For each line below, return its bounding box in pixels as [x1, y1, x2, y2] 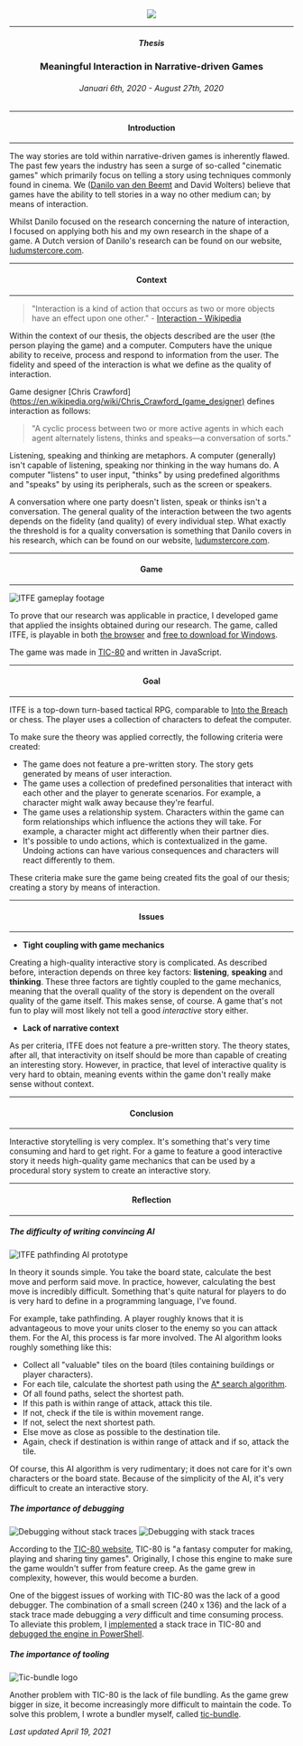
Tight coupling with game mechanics [22, 939, 165, 950]
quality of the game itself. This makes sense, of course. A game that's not [9, 996, 283, 1006]
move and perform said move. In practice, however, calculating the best [9, 1276, 276, 1287]
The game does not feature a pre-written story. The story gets [22, 759, 254, 769]
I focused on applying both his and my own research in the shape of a [9, 226, 269, 237]
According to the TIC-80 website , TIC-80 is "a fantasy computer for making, [9, 1543, 293, 1554]
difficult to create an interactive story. [9, 1482, 149, 1493]
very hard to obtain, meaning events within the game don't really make [9, 1069, 271, 1080]
